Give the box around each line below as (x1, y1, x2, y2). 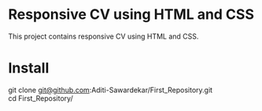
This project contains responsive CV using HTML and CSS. (8, 31, 199, 41)
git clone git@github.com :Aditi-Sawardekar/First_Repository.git (8, 85, 213, 94)
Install (8, 59, 50, 77)
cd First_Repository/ (8, 93, 73, 103)
